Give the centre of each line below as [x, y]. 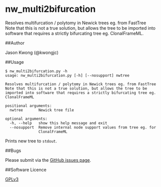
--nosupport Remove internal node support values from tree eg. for [83, 127]
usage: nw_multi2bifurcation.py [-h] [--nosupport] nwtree [67, 75]
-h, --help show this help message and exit [58, 123]
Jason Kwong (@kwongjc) [32, 52]
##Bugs [13, 150]
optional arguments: [27, 119]
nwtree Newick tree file [42, 110]
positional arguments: [28, 106]
